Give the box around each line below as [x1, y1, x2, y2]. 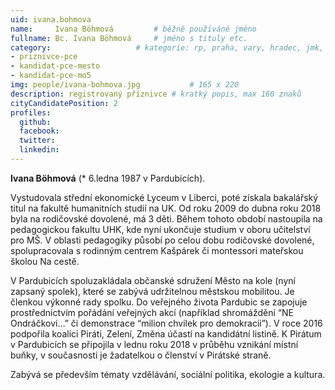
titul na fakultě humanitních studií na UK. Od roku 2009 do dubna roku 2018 [10, 202, 322, 214]
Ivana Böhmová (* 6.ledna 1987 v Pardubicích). [10, 172, 206, 184]
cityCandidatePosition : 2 [10, 98, 118, 108]
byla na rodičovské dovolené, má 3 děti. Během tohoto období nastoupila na [10, 212, 323, 225]
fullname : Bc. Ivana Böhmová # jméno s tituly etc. [10, 33, 248, 43]
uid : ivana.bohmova [10, 14, 92, 25]
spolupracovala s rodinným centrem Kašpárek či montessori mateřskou [10, 244, 304, 256]
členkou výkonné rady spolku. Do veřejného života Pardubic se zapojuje [10, 296, 308, 308]
